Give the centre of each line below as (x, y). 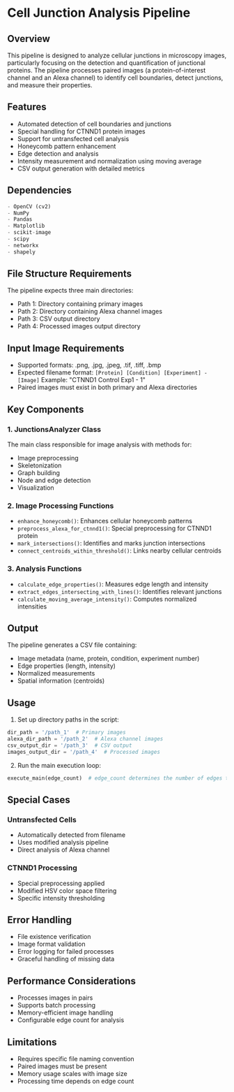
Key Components (46, 409)
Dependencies (39, 190)
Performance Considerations (71, 981)
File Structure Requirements (70, 274)
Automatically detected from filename (71, 835)
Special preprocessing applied (61, 883)
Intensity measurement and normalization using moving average (109, 161)
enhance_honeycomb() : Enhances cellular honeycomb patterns (105, 521)
